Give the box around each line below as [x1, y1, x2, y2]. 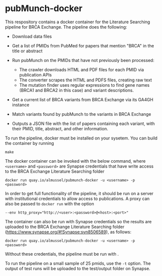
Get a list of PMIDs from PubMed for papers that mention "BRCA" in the [12, 43, 154, 48]
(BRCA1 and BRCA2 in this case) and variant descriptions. [19, 87, 134, 93]
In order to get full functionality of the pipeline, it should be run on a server [5, 190, 154, 196]
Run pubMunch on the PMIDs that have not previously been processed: [12, 57, 155, 63]
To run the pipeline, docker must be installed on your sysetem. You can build [5, 135, 158, 141]
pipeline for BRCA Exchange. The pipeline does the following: [5, 24, 127, 30]
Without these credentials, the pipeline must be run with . [5, 251, 119, 257]
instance [12, 102, 29, 107]
